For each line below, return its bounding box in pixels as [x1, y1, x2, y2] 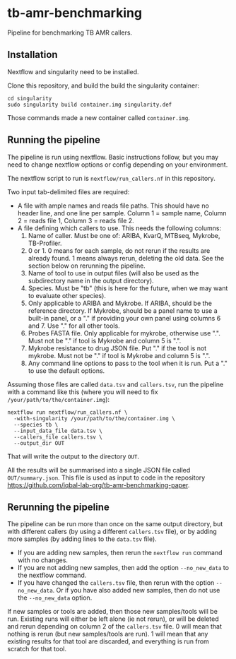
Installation [7, 49, 58, 61]
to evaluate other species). [28, 291, 106, 299]
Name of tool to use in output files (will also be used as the [28, 268, 199, 277]
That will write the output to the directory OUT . [7, 452, 140, 461]
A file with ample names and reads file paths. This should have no [17, 201, 210, 210]
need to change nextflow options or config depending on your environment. [7, 160, 228, 169]
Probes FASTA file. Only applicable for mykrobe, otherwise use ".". [28, 328, 220, 337]
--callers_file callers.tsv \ [13, 433, 102, 441]
